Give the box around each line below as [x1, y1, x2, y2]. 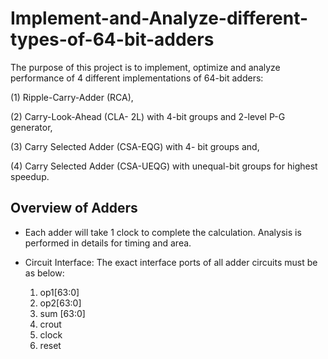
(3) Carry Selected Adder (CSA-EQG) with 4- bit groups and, [10, 140, 260, 152]
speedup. [10, 170, 50, 182]
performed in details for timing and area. [24, 237, 192, 249]
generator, [10, 121, 53, 133]
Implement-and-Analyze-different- [10, 7, 309, 30]
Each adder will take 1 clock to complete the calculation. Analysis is [24, 226, 302, 238]
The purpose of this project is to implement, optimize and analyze [10, 61, 281, 73]
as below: [24, 267, 65, 279]
